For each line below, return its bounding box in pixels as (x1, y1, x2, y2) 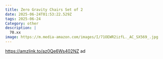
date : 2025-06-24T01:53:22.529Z (5, 12, 72, 17)
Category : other (5, 21, 39, 26)
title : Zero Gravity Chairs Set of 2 (5, 7, 83, 12)
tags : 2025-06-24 (5, 16, 41, 21)
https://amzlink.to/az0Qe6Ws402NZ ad (5, 48, 86, 54)
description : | (5, 26, 37, 30)
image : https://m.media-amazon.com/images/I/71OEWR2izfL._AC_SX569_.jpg (5, 35, 159, 40)
